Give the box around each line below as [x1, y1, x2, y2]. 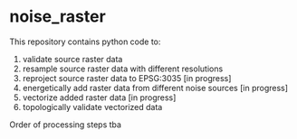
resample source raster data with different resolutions [22, 63, 224, 74]
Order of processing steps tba [9, 119, 122, 130]
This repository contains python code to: [9, 36, 161, 47]
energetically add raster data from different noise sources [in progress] [22, 82, 288, 93]
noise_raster [9, 6, 106, 27]
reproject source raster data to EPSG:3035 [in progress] [22, 72, 232, 83]
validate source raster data [22, 53, 123, 64]
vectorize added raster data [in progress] [22, 92, 177, 103]
